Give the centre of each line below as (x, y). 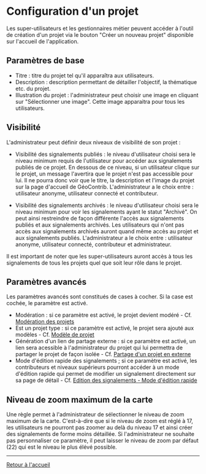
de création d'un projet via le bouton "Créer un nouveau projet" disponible (100, 34)
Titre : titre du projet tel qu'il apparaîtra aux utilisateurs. (85, 76)
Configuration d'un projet (73, 11)
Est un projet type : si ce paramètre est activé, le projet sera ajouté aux (105, 328)
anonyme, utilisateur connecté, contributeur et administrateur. (93, 244)
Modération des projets (45, 322)
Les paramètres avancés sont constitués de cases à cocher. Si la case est (100, 297)
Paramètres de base (45, 60)
